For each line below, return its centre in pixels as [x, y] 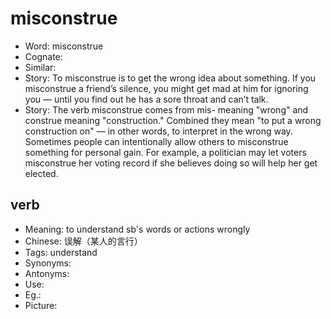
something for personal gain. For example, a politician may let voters [165, 152]
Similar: [40, 67]
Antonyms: [47, 273]
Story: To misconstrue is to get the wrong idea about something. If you [170, 78]
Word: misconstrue [64, 46]
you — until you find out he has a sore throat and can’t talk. [146, 99]
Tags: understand [61, 252]
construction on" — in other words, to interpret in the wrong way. [158, 131]
